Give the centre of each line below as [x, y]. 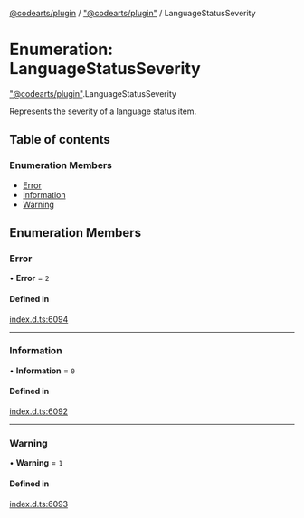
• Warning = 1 [36, 463]
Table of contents [60, 140]
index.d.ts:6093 [39, 504]
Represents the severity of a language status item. [103, 111]
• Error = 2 [29, 278]
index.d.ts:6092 [38, 411]
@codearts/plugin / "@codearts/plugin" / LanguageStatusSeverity [133, 13]
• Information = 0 [42, 371]
